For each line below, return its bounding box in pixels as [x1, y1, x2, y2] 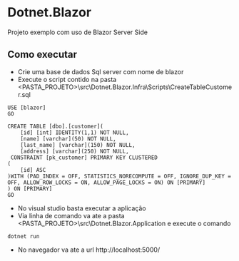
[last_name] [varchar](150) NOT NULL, [20, 141, 136, 148]
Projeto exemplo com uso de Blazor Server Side [7, 28, 148, 36]
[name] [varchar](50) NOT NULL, [20, 135, 116, 143]
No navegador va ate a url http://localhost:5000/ [17, 245, 161, 254]
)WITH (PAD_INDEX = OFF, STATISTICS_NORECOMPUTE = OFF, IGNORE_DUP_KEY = [7, 173, 232, 180]
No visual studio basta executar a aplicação [17, 204, 146, 213]
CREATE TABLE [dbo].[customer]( [7, 123, 103, 130]
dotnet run [7, 232, 40, 240]
